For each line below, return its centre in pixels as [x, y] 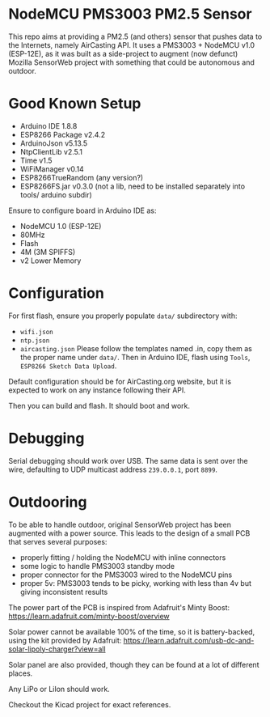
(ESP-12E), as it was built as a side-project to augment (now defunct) [123, 53]
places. [21, 673]
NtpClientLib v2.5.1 [51, 151]
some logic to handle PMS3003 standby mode [97, 566]
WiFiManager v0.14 [52, 169]
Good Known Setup [75, 104]
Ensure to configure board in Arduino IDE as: [82, 210]
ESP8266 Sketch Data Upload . [68, 366]
